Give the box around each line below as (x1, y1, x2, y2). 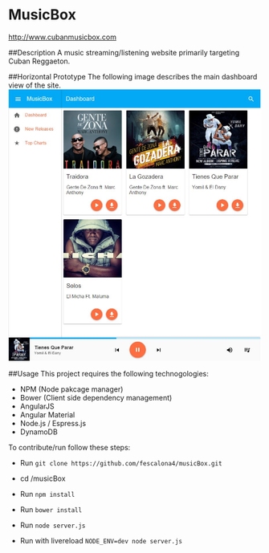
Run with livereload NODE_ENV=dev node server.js (19, 536, 183, 546)
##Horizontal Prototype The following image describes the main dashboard (8, 71, 258, 81)
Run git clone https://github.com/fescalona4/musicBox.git (19, 458, 222, 468)
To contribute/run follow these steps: (8, 443, 131, 453)
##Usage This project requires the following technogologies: (8, 369, 209, 379)
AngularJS (19, 401, 55, 411)
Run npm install (19, 490, 75, 499)
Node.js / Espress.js (19, 419, 87, 429)
